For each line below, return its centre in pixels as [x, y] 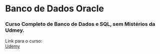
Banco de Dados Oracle [55, 9]
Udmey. [15, 30]
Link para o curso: [24, 41]
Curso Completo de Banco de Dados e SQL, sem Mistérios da [80, 24]
